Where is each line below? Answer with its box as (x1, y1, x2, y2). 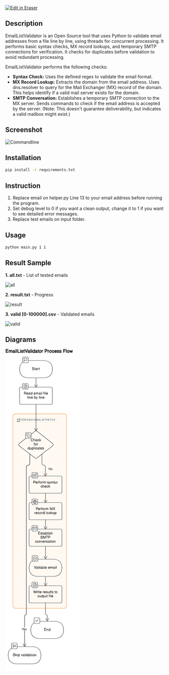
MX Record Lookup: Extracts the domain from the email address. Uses (12, 79, 160, 85)
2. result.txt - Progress (5, 291, 54, 297)
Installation (5, 154, 41, 162)
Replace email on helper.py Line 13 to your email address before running (12, 195, 162, 201)
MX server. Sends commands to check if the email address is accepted (12, 100, 160, 106)
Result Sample (5, 259, 52, 267)
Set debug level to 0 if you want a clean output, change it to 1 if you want (12, 205, 163, 211)
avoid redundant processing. (5, 54, 65, 60)
